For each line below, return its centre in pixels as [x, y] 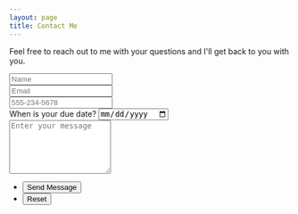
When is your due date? [53, 113]
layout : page [33, 17]
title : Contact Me [43, 26]
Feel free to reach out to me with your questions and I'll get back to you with [149, 51]
